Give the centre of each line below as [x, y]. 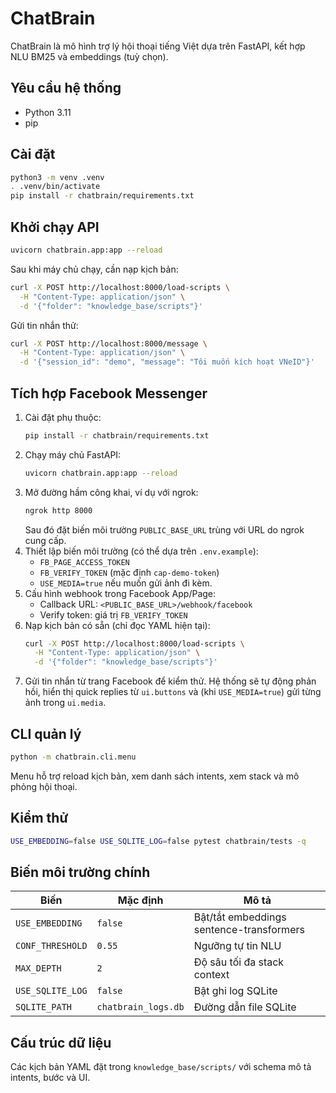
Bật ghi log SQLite [235, 991]
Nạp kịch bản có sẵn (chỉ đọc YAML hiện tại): [117, 625]
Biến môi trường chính [80, 872]
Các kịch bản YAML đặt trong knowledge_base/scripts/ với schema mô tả [161, 1067]
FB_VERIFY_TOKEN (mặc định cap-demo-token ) [129, 572]
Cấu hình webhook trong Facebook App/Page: [120, 593]
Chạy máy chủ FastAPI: [73, 454]
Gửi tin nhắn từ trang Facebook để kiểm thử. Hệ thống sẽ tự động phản [170, 681]
